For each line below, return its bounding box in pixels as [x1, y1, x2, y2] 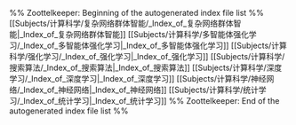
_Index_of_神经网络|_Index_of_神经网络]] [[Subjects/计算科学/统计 [20, 84, 260, 95]
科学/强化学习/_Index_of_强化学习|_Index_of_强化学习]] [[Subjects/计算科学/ [9, 51, 285, 61]
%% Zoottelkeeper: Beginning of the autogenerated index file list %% [9, 8, 265, 18]
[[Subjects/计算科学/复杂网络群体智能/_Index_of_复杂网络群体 [9, 18, 234, 28]
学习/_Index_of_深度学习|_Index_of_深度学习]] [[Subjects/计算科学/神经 [9, 74, 267, 83]
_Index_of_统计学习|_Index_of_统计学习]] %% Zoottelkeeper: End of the [20, 96, 280, 105]
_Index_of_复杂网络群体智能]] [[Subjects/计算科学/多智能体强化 [19, 29, 249, 39]
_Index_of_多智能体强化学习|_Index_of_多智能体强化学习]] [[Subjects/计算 [20, 40, 287, 51]
